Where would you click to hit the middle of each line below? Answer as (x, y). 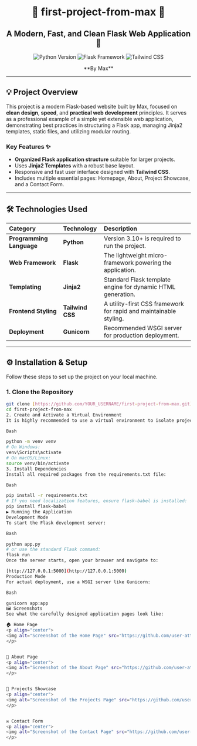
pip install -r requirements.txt (47, 496)
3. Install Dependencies (36, 469)
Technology (80, 228)
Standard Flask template (137, 280)
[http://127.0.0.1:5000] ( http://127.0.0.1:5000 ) (67, 571)
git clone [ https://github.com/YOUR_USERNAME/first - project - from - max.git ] (99, 404)
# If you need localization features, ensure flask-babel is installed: (97, 501)
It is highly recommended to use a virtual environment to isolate (90, 420)
